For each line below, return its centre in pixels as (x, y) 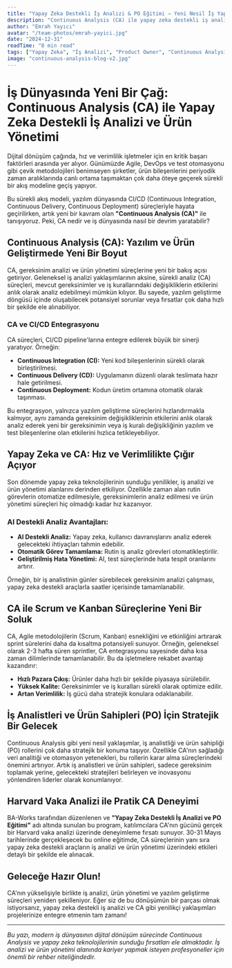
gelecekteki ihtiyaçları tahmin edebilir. (71, 544)
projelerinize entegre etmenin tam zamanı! (67, 915)
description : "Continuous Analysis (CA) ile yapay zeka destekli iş (108, 20)
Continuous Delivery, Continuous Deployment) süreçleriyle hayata (101, 206)
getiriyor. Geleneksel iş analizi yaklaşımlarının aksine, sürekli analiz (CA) (109, 277)
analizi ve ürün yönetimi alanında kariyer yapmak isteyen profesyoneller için (116, 950)
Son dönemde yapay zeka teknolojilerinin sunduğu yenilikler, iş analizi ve (110, 482)
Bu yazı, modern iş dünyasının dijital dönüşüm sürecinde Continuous (105, 935)
